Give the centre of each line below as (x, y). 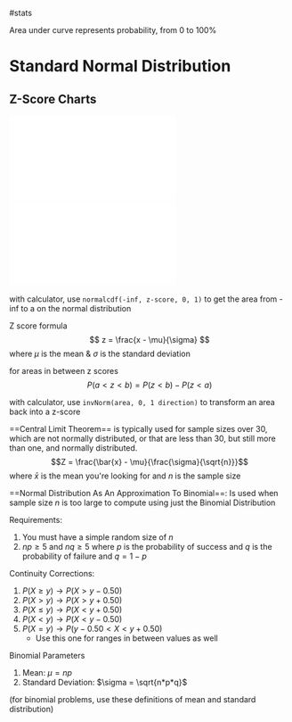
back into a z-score (45, 411)
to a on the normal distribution (76, 308)
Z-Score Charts (53, 99)
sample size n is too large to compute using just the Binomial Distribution (142, 502)
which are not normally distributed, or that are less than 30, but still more (142, 438)
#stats (21, 13)
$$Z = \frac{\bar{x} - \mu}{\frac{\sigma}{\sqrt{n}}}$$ (150, 462)
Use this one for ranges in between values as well (126, 638)
